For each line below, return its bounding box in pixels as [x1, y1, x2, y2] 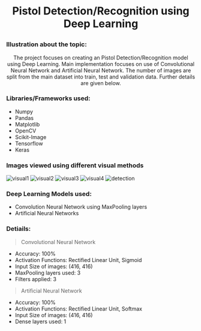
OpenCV [14, 127, 37, 134]
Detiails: [6, 225, 31, 233]
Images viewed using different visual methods [6, 161, 144, 169]
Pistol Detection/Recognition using [11, 4, 190, 18]
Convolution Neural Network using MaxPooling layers [14, 203, 148, 210]
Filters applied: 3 [14, 275, 57, 282]
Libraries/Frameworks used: [6, 94, 91, 103]
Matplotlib [14, 121, 40, 128]
